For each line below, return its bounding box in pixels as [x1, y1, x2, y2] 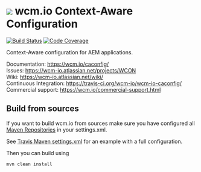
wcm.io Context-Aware [14, 4, 133, 18]
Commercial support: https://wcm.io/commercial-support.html [6, 86, 161, 93]
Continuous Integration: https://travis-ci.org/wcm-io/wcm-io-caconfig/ [6, 80, 182, 87]
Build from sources [6, 104, 80, 114]
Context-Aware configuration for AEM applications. [6, 48, 133, 56]
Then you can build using [6, 149, 69, 156]
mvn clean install [6, 161, 53, 167]
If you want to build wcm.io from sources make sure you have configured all [6, 119, 195, 127]
